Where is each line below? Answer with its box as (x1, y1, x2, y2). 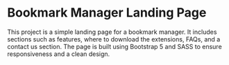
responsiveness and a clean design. (7, 50, 110, 58)
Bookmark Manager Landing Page (7, 5, 207, 21)
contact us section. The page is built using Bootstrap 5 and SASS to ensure (7, 42, 222, 50)
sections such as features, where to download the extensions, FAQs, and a (7, 35, 221, 43)
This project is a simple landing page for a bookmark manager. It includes (7, 28, 217, 36)
